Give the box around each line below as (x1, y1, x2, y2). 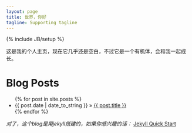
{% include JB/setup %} (6, 36, 65, 43)
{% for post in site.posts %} (14, 95, 82, 103)
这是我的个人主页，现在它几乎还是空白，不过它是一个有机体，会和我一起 (6, 48, 181, 55)
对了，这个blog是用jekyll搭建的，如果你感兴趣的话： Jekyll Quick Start (6, 120, 176, 127)
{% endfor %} (14, 108, 49, 115)
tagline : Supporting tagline (6, 19, 78, 25)
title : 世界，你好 (6, 14, 47, 20)
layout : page (6, 8, 38, 15)
